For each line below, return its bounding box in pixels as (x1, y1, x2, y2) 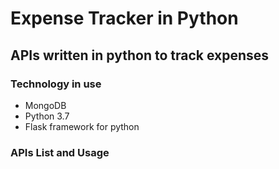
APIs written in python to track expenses (10, 47, 270, 64)
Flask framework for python (24, 120, 140, 132)
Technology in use (10, 77, 102, 91)
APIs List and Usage (10, 145, 110, 159)
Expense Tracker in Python (10, 7, 239, 30)
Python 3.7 (24, 110, 70, 122)
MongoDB (24, 99, 67, 111)
